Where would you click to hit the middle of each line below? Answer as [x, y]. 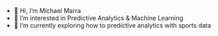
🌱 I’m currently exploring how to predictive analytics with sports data [112, 25]
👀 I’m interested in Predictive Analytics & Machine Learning [98, 18]
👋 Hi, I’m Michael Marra [47, 11]
